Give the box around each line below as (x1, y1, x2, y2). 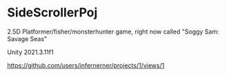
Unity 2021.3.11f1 (7, 48, 54, 56)
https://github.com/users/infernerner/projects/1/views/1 (7, 61, 165, 69)
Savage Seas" (7, 34, 48, 42)
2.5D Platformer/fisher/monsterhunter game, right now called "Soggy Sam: (7, 27, 219, 36)
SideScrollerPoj (7, 5, 98, 21)
